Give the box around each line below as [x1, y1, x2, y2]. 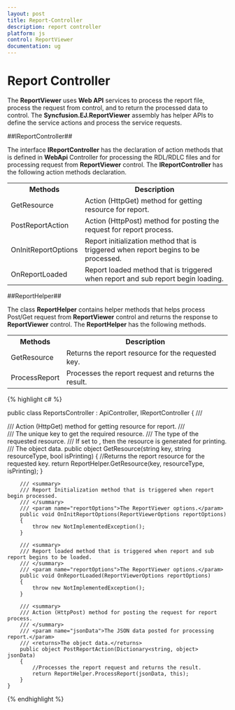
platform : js [7, 29, 45, 37]
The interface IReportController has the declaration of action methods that [7, 145, 224, 154]
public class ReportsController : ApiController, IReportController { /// [7, 408, 203, 417]
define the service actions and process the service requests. [7, 118, 183, 127]
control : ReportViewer [7, 36, 73, 43]
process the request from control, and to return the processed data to [7, 103, 208, 112]
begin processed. [7, 492, 58, 499]
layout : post [7, 10, 45, 18]
